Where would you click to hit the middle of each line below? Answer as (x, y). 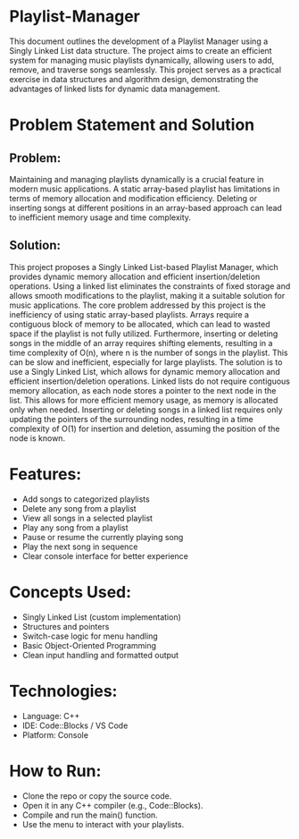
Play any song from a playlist (75, 527)
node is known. (37, 438)
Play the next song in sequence (80, 547)
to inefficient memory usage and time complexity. (100, 217)
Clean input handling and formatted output (100, 655)
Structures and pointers (66, 626)
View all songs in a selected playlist (87, 518)
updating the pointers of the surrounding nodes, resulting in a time (131, 419)
